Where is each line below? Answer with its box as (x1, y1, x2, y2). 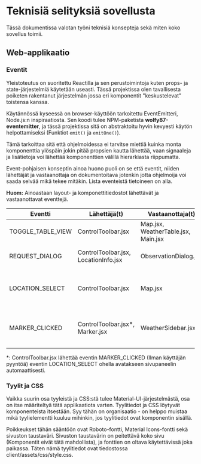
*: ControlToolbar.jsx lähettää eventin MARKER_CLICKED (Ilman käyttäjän (6, 354, 187, 361)
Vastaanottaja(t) (147, 209, 196, 218)
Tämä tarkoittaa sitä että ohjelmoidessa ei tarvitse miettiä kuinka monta (6, 141, 181, 148)
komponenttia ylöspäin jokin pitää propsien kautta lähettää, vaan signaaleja (6, 146, 191, 154)
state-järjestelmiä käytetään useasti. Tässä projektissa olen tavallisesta (6, 86, 181, 93)
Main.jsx (140, 234, 165, 243)
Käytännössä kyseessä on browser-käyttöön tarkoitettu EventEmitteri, (6, 109, 178, 117)
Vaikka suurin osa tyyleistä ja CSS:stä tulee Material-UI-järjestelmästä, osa (6, 395, 190, 402)
